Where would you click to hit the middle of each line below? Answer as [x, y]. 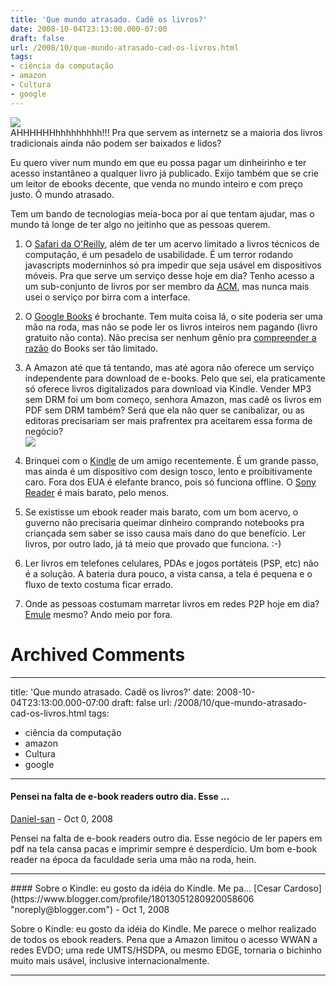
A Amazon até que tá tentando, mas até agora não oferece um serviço [169, 367]
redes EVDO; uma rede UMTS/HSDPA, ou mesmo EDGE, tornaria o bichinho [166, 950]
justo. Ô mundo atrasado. [62, 194]
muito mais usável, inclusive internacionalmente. [110, 960]
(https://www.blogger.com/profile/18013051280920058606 [132, 898]
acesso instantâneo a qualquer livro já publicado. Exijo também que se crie [164, 173]
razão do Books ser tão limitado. [91, 348]
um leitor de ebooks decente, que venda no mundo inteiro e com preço [156, 183]
